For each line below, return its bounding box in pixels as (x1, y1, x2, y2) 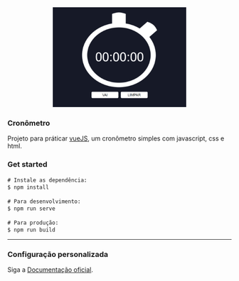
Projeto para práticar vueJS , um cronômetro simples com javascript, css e (7, 134, 225, 143)
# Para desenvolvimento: (7, 198, 81, 205)
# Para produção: (7, 219, 59, 226)
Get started (7, 160, 48, 170)
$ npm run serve (7, 205, 55, 212)
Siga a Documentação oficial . (7, 265, 94, 274)
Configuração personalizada (7, 249, 109, 259)
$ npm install (7, 184, 50, 191)
